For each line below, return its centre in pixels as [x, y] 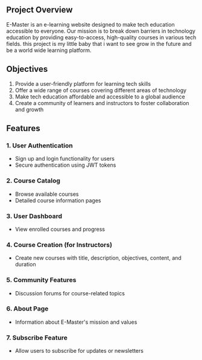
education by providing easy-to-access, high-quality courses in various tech [101, 37]
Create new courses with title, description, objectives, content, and [98, 258]
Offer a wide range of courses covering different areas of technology [101, 90]
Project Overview [39, 10]
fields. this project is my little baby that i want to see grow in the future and [99, 43]
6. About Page [27, 309]
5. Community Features [41, 280]
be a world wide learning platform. [49, 50]
